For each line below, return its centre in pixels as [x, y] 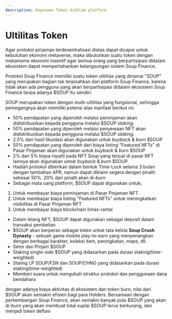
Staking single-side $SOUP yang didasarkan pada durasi [73, 252]
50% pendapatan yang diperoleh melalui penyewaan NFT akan [79, 128]
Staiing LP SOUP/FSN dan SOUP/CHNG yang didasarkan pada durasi [86, 263]
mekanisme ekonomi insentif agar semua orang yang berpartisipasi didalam [85, 61]
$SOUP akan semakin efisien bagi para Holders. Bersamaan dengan [77, 294]
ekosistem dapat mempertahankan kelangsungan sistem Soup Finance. [81, 66]
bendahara [24, 279]
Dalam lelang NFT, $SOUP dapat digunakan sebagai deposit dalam [83, 219]
